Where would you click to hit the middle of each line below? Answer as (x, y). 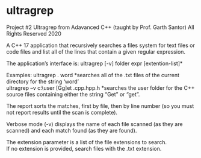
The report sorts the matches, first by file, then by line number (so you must (100, 106)
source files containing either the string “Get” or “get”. (73, 94)
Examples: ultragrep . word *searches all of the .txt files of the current (93, 75)
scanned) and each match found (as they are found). (72, 130)
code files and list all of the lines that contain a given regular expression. (96, 51)
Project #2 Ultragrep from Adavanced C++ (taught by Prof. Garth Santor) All (100, 27)
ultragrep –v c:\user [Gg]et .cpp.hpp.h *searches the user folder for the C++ (100, 87)
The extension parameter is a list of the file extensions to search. (87, 142)
